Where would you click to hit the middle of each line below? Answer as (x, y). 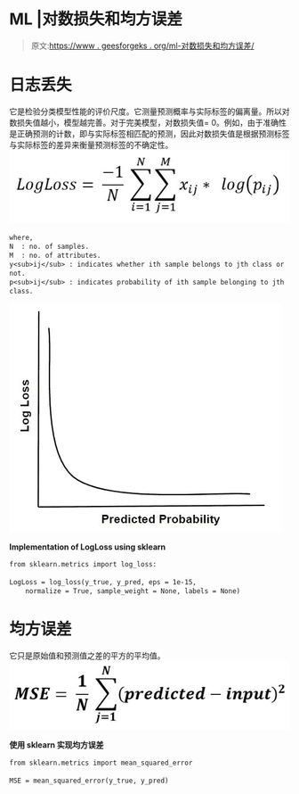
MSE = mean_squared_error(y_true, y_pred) (89, 781)
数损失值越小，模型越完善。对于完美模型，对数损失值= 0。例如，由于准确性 (148, 122)
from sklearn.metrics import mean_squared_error (101, 763)
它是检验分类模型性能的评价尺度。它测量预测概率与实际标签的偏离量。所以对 (149, 111)
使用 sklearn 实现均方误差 (57, 744)
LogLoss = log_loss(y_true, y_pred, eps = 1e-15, (103, 582)
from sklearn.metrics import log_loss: (83, 564)
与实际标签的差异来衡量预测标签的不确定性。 (91, 145)
